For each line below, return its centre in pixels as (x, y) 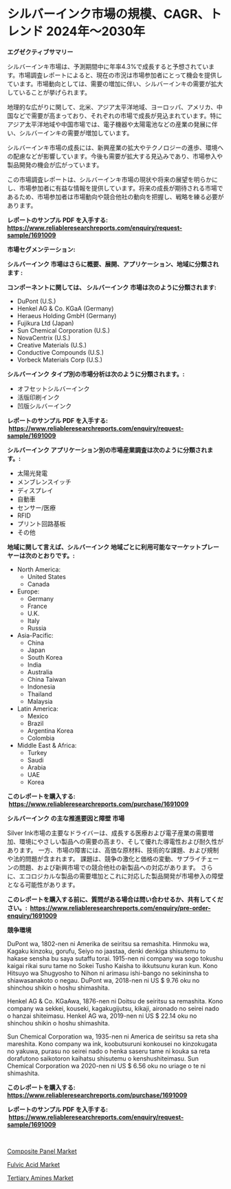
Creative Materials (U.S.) (52, 345)
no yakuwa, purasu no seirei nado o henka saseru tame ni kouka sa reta (109, 1051)
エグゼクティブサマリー (40, 52)
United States (47, 576)
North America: (38, 569)
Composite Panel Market (42, 1151)
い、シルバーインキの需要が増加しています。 (70, 132)
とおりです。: (56, 556)
